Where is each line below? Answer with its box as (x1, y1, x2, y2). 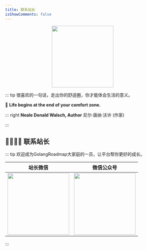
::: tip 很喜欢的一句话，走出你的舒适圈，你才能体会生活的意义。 (5, 92, 133, 98)
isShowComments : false (5, 12, 52, 17)
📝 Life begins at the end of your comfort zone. (5, 102, 101, 107)
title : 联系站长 (5, 7, 35, 12)
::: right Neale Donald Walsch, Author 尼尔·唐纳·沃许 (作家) (5, 112, 124, 118)
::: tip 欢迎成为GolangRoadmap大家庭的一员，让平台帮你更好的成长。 (5, 151, 145, 157)
